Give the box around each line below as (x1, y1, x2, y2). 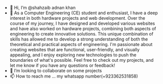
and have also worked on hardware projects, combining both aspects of (9, 26, 157, 32)
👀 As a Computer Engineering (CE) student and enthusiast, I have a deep (9, 10, 158, 16)
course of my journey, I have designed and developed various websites (9, 20, 155, 26)
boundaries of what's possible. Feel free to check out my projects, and (9, 57, 154, 63)
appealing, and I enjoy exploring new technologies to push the (9, 52, 137, 58)
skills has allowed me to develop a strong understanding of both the (9, 36, 148, 42)
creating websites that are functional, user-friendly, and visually (9, 47, 140, 52)
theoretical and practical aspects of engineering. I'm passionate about (9, 42, 153, 47)
